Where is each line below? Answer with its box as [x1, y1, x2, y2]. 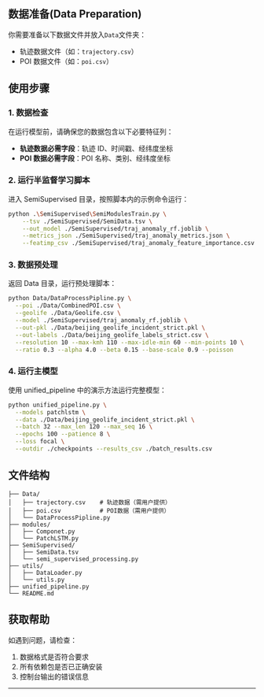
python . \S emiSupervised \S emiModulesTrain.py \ [8, 209, 167, 218]
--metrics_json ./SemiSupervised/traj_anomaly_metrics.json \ [22, 232, 230, 240]
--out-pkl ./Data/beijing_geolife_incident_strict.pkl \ [15, 324, 206, 332]
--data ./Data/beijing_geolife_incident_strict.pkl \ [15, 416, 195, 424]
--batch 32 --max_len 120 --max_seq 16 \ [15, 423, 153, 431]
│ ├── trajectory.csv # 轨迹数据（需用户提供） [8, 499, 171, 506]
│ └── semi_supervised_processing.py [8, 554, 139, 563]
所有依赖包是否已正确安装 [19, 662, 103, 671]
